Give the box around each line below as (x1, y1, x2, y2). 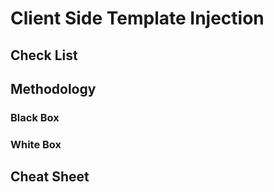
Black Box (10, 110, 60, 124)
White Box (10, 137, 62, 151)
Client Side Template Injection (10, 7, 265, 30)
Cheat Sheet (10, 168, 90, 186)
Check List (10, 47, 78, 64)
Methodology (10, 80, 97, 97)
